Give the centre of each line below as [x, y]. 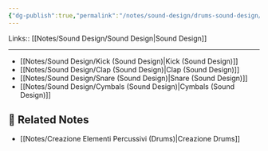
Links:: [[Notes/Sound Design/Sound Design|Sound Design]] [108, 38]
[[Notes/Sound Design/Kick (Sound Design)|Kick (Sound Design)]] [129, 61]
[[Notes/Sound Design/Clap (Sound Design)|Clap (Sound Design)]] [130, 69]
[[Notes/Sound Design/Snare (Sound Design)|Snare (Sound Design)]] [134, 78]
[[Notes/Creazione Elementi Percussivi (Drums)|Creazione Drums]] [130, 139]
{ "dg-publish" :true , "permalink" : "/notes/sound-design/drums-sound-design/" [137, 15]
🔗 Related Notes [49, 120]
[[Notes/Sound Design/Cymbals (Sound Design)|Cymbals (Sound [127, 86]
